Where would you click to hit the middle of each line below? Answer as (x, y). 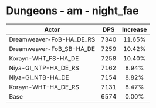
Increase (135, 29)
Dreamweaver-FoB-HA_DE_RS (52, 39)
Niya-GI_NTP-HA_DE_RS (44, 67)
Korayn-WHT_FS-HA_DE (44, 58)
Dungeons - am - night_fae (72, 11)
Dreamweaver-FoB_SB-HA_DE (52, 49)
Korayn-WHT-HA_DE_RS (44, 87)
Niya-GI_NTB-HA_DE (39, 77)
